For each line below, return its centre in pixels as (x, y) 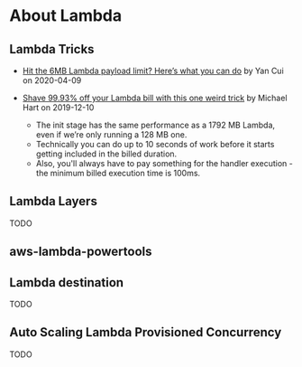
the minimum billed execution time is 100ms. (118, 173)
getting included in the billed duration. (106, 154)
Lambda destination (67, 282)
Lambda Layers (53, 201)
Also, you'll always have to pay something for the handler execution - (164, 163)
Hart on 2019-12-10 (58, 108)
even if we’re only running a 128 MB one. (111, 135)
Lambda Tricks (52, 49)
